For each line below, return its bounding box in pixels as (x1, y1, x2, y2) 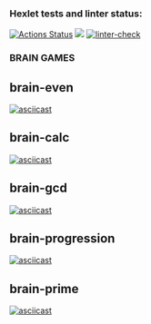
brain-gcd (9, 181, 68, 196)
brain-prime (9, 280, 79, 297)
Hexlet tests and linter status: (9, 7, 143, 20)
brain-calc (9, 130, 70, 145)
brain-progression (9, 231, 116, 247)
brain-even (9, 80, 75, 95)
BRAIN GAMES (9, 52, 75, 64)
